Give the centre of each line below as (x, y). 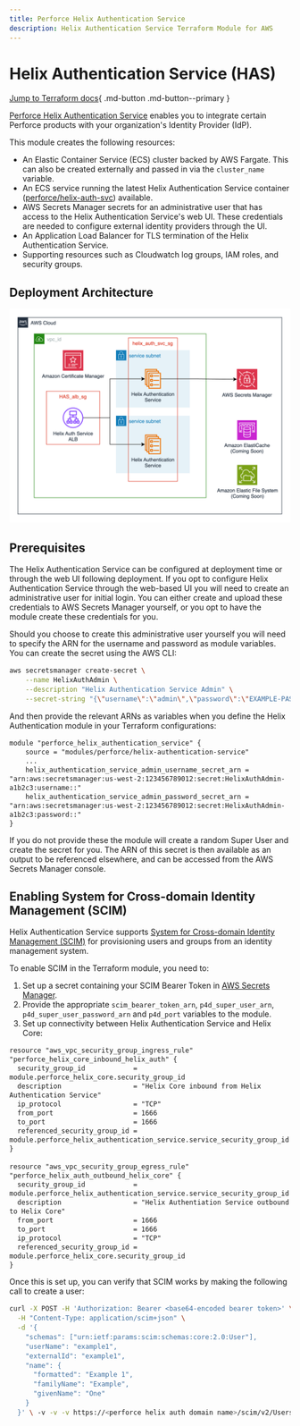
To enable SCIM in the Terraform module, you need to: (109, 968)
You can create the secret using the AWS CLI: (93, 653)
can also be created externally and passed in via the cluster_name (143, 169)
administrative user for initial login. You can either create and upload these (146, 598)
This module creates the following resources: (92, 142)
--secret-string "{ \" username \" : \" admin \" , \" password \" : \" (137, 699)
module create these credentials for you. (84, 616)
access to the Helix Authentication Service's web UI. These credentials (153, 217)
